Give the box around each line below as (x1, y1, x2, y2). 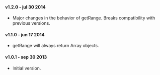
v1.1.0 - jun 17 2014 (5, 31, 45, 37)
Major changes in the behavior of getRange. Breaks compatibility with (12, 15, 156, 21)
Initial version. (12, 65, 41, 71)
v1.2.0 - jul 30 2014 (5, 4, 46, 10)
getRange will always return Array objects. (12, 43, 99, 49)
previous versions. (12, 20, 51, 26)
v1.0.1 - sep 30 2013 (5, 54, 47, 60)
